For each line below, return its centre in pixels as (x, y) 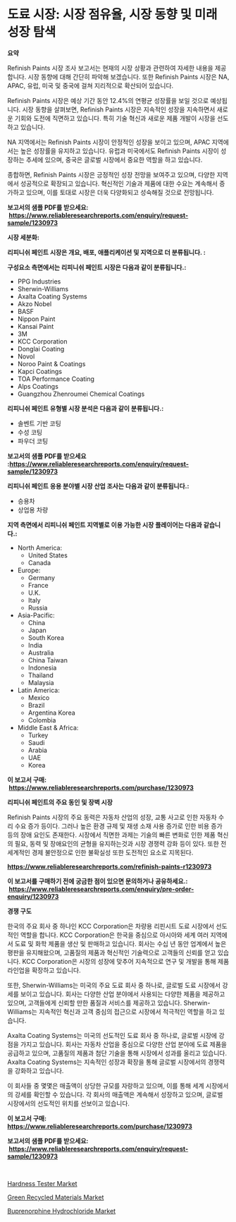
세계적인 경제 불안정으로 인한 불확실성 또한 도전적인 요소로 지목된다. (100, 852)
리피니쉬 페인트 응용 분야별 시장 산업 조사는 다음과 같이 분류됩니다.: (98, 486)
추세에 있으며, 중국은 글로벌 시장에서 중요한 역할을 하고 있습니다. (114, 159)
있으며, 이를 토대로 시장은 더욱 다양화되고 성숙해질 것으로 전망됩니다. (120, 192)
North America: (39, 548)
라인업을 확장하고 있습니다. (44, 970)
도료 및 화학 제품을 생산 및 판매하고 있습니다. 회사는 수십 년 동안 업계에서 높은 (120, 943)
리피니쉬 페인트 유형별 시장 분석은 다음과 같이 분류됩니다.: (86, 408)
